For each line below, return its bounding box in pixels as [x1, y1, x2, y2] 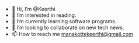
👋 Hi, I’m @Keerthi [11, 6, 55, 12]
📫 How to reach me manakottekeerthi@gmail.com [11, 31, 133, 37]
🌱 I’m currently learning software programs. [11, 18, 117, 24]
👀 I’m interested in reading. [11, 12, 77, 19]
